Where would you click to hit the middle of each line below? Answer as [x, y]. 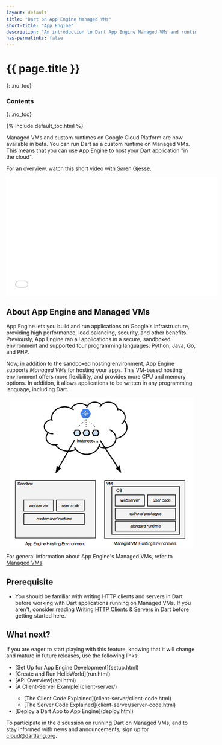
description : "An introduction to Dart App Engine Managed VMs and [93, 32]
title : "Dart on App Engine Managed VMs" [59, 19]
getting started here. [40, 615]
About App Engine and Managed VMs [78, 312]
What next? [28, 635]
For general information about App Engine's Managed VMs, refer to [90, 557]
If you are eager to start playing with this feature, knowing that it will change [100, 649]
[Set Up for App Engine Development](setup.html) [77, 667]
